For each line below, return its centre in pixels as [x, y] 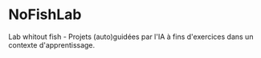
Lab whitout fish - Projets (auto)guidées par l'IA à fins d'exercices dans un [131, 37]
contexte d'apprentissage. [52, 44]
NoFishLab [45, 15]
